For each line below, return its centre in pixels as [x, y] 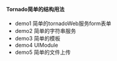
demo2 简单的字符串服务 [45, 31]
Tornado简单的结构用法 [35, 9]
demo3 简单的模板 [37, 38]
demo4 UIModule [36, 45]
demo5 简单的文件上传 [43, 52]
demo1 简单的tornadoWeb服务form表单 [63, 23]
